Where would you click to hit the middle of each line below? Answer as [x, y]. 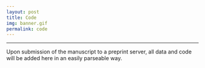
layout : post [23, 12]
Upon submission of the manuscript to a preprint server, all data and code [99, 52]
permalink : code [27, 29]
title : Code [21, 18]
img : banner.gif [27, 23]
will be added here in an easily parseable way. [64, 58]
